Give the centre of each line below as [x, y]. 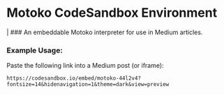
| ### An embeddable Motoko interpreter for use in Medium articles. [105, 32]
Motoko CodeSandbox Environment [112, 13]
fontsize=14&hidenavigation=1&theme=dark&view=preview [88, 85]
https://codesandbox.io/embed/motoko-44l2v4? [74, 78]
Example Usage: [35, 50]
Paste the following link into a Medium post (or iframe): [85, 66]
